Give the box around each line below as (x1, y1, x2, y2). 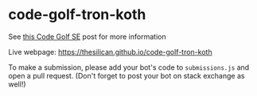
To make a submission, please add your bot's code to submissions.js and (8, 62, 250, 72)
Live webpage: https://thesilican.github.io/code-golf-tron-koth (8, 47, 212, 56)
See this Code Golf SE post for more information (8, 32, 166, 41)
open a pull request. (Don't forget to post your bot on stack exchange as (8, 71, 245, 80)
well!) (8, 79, 26, 89)
